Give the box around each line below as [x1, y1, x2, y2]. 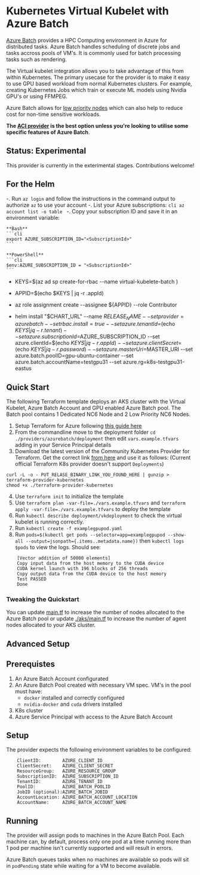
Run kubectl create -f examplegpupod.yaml [14, 525, 123, 532]
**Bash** [6, 225, 28, 231]
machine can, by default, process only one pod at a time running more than [6, 838, 192, 845]
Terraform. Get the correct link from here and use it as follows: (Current [14, 454, 191, 461]
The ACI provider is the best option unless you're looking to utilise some [6, 122, 189, 129]
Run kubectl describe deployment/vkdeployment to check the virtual [14, 512, 182, 519]
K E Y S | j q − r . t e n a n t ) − [14, 327, 67, 334]
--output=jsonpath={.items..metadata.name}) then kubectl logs [26, 537, 184, 544]
